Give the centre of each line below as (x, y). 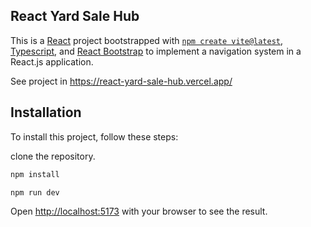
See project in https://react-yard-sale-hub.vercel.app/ (121, 81)
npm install (35, 174)
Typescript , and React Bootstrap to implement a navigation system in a (156, 51)
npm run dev (35, 192)
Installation (46, 112)
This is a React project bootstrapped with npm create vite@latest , (147, 40)
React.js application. (52, 61)
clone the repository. (53, 156)
